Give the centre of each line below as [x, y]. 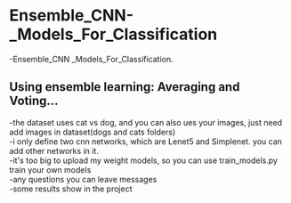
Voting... [34, 101]
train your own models [50, 169]
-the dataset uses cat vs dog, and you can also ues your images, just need [146, 122]
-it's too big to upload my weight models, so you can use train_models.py [144, 160]
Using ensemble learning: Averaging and [125, 87]
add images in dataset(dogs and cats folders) [93, 132]
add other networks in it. [54, 150]
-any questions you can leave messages [83, 179]
